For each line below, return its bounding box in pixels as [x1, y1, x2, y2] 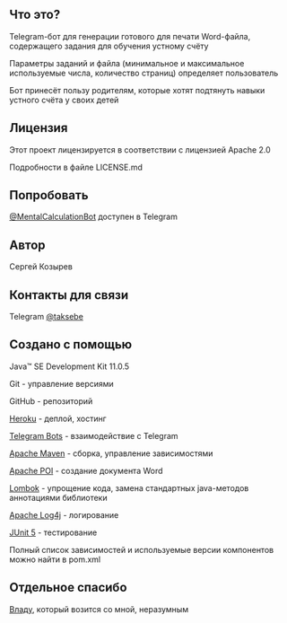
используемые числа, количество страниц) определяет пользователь [9, 67, 279, 78]
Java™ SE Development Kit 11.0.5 [9, 361, 130, 372]
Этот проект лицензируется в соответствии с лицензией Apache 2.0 [9, 144, 271, 155]
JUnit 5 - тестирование [9, 527, 98, 538]
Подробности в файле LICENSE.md [9, 162, 143, 172]
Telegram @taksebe [9, 311, 83, 322]
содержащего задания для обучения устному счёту [9, 40, 209, 51]
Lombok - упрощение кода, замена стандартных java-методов [9, 482, 249, 493]
